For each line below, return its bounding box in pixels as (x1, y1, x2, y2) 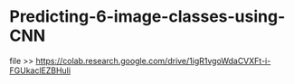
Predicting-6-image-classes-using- (9, 6, 286, 27)
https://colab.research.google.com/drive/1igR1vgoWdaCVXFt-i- (35, 55, 271, 66)
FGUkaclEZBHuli (9, 65, 71, 76)
